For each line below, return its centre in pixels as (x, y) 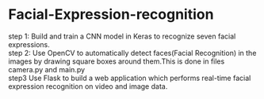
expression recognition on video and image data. (88, 86)
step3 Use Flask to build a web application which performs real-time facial (130, 78)
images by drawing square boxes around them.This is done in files (117, 61)
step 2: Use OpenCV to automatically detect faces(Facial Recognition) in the (132, 53)
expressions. (29, 44)
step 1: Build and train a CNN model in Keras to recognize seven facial (122, 36)
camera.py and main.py (47, 69)
